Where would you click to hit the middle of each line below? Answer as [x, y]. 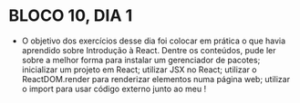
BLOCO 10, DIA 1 [71, 16]
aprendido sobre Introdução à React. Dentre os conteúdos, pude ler [149, 50]
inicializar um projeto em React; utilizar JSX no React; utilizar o [139, 70]
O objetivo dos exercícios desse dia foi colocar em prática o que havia [154, 41]
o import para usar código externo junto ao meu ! [114, 89]
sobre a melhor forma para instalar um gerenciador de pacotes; [141, 60]
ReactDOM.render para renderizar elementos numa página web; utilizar [156, 79]
